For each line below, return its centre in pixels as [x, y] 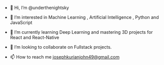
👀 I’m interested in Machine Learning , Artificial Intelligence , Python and [84, 17]
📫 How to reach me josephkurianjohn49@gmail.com [65, 57]
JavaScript [21, 23]
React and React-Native [34, 37]
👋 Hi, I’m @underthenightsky [39, 8]
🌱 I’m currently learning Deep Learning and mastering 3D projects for [81, 32]
